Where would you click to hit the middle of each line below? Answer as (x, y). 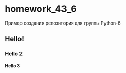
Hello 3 (13, 66)
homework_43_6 (41, 9)
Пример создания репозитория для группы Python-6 (63, 23)
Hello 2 (14, 54)
